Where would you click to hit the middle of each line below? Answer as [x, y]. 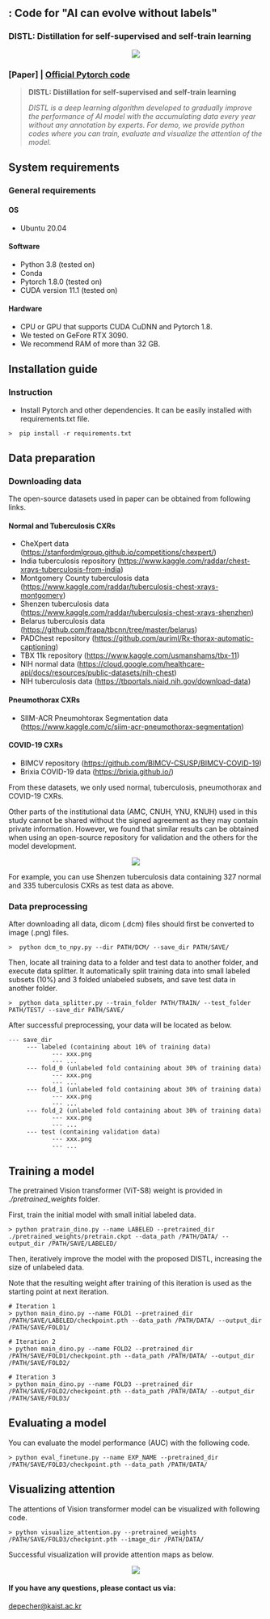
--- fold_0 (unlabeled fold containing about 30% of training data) [144, 1068]
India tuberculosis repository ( [70, 561]
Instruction [31, 392]
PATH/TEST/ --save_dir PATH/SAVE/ [67, 1011]
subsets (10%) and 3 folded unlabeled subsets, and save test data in [122, 980]
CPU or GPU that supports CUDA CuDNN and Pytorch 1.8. [116, 326]
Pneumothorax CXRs [44, 700]
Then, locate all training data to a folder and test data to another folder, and [133, 963]
